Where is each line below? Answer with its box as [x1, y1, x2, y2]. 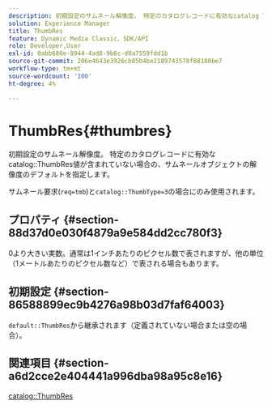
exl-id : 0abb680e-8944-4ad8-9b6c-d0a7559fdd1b [8, 49, 168, 58]
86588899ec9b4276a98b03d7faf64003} [8, 297, 225, 312]
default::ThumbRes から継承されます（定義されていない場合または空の [8, 321, 240, 330]
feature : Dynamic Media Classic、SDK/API [8, 34, 149, 43]
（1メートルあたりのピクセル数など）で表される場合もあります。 [8, 258, 224, 268]
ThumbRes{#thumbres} [8, 121, 172, 140]
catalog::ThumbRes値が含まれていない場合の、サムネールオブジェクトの [8, 160, 250, 169]
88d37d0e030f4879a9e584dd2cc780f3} [8, 226, 223, 240]
